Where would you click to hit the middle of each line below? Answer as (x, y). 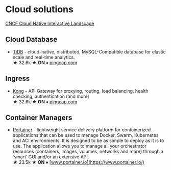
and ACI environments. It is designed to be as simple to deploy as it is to (88, 140)
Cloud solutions (40, 9)
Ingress (18, 79)
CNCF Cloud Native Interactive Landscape (50, 23)
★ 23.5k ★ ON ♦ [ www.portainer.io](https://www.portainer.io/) (78, 162)
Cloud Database (31, 39)
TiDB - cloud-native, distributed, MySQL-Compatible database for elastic (89, 51)
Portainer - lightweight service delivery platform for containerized (82, 130)
